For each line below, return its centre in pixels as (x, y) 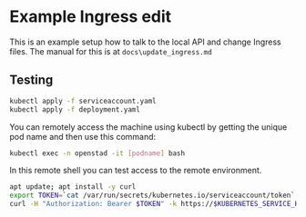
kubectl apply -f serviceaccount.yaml (83, 101)
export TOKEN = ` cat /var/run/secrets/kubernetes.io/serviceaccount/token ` (153, 196)
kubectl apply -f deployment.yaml (75, 109)
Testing (31, 80)
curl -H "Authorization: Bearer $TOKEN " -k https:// (112, 204)
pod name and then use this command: (83, 136)
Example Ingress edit (91, 17)
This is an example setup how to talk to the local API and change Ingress (146, 42)
